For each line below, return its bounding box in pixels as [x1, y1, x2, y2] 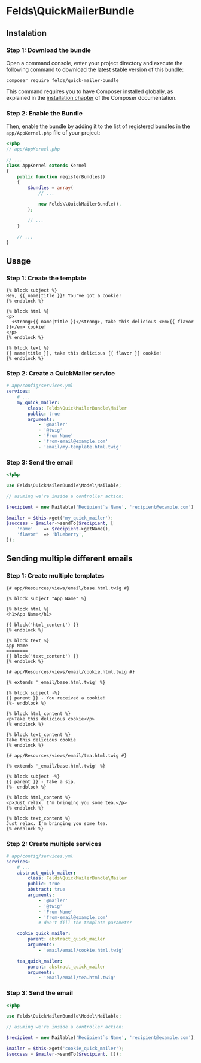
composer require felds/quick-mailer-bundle [6, 77, 119, 83]
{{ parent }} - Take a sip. [6, 778, 77, 784]
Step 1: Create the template [6, 274, 87, 282]
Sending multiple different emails [6, 554, 133, 564]
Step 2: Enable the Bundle [6, 109, 83, 117]
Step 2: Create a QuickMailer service [6, 369, 115, 377]
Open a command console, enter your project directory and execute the [6, 59, 183, 66]
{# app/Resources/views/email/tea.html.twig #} [6, 752, 127, 759]
